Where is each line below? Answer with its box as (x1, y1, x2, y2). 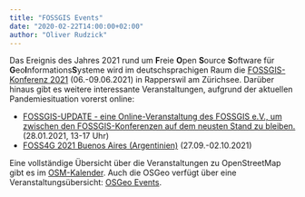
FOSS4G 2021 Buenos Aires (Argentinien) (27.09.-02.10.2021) (22, 140, 252, 151)
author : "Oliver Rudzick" (9, 30, 107, 39)
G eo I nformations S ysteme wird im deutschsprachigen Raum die (9, 64, 246, 75)
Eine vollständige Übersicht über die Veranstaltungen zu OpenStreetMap (9, 158, 281, 169)
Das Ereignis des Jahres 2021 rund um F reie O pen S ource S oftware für (9, 55, 275, 66)
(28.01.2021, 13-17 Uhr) (22, 131, 110, 142)
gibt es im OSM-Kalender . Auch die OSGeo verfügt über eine (9, 167, 237, 178)
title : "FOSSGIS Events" (9, 13, 103, 23)
